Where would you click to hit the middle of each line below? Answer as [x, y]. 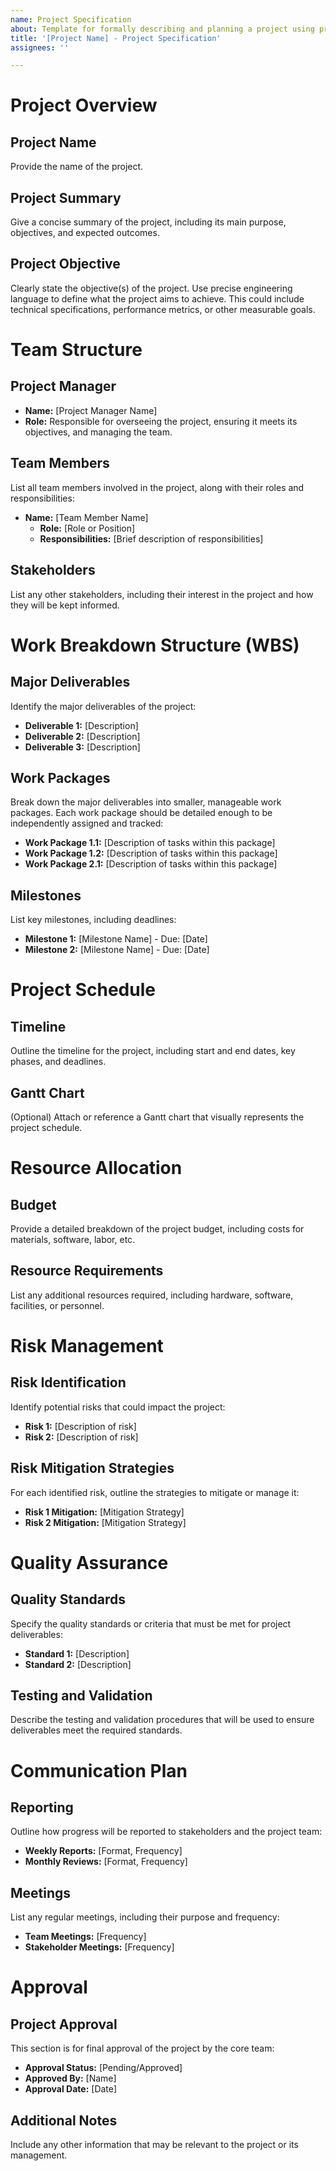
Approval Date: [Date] [71, 2089]
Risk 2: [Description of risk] [81, 1437]
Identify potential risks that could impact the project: [118, 1407]
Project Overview [84, 105]
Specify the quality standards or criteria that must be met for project [151, 1623]
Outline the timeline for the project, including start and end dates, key [153, 1051]
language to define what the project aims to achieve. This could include [157, 298]
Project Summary [66, 197]
